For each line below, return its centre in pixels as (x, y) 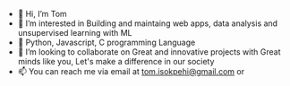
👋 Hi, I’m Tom (42, 14)
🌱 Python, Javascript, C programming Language (107, 42)
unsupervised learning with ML (75, 33)
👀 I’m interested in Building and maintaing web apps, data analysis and (148, 23)
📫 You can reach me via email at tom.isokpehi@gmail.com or (131, 71)
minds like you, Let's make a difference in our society (116, 61)
